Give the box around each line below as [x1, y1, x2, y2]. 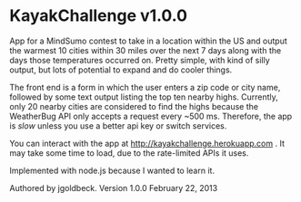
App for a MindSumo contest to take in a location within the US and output [9, 35, 288, 46]
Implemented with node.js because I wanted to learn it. [9, 165, 216, 176]
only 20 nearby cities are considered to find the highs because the [9, 101, 259, 111]
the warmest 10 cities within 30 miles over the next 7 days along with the [9, 44, 282, 55]
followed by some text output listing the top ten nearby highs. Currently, [9, 91, 279, 102]
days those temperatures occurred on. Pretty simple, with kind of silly [9, 54, 270, 65]
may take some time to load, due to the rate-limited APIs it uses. [9, 147, 249, 159]
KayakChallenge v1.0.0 [9, 5, 188, 26]
